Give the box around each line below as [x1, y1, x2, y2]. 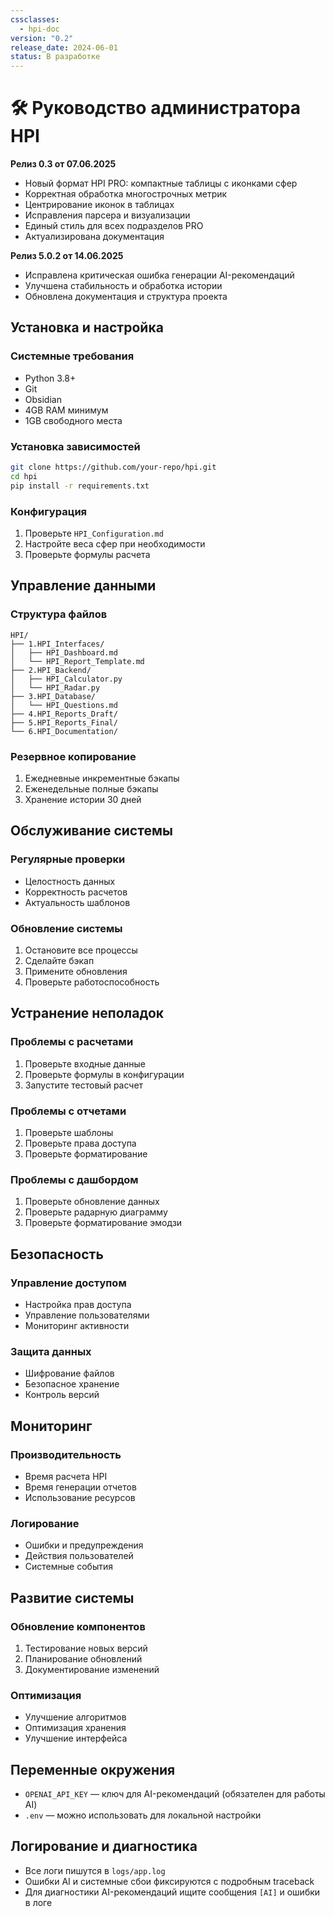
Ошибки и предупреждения [24, 1539, 144, 1551]
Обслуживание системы [10, 822, 173, 840]
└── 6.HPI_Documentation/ [10, 726, 118, 736]
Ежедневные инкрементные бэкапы [24, 772, 180, 784]
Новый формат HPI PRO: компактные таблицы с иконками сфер [24, 177, 298, 190]
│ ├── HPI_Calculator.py [10, 674, 123, 684]
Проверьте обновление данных [24, 1196, 160, 1208]
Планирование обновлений [24, 1652, 143, 1665]
